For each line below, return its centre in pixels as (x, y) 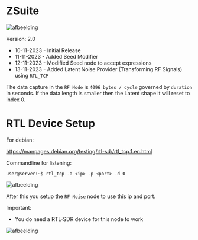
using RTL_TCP (31, 75)
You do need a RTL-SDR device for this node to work (79, 219)
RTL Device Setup (51, 124)
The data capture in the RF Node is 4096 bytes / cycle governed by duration (99, 87)
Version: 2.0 (21, 39)
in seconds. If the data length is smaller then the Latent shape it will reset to (98, 93)
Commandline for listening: (39, 163)
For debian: (20, 140)
